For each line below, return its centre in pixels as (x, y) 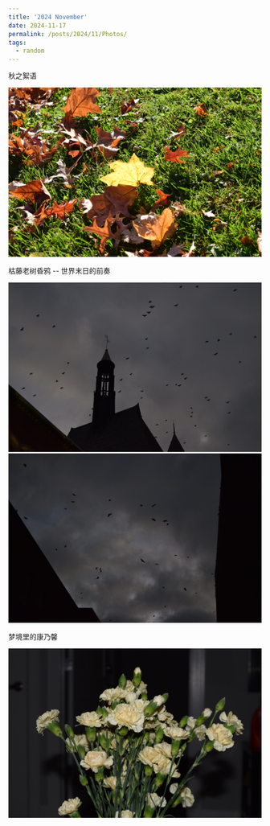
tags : (17, 43)
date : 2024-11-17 (37, 25)
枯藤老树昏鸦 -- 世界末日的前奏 (59, 271)
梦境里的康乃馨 (33, 637)
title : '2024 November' (48, 17)
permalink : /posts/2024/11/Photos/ (68, 34)
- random (30, 51)
